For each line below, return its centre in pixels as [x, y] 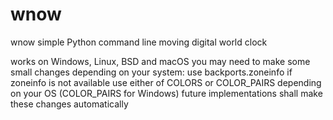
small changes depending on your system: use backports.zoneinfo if [151, 72]
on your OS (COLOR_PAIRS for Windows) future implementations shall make [166, 93]
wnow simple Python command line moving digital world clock [139, 42]
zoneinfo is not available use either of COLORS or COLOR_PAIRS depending [166, 82]
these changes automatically [69, 104]
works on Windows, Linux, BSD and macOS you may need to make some [160, 61]
